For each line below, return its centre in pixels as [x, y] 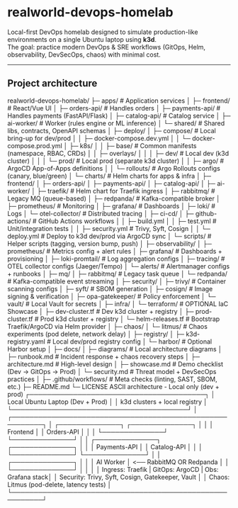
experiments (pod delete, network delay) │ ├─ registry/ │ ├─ [96, 334]
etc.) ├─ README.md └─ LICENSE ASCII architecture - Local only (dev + [113, 386]
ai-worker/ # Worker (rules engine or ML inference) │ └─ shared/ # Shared [116, 123]
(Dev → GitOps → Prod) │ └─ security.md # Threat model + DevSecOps [112, 371]
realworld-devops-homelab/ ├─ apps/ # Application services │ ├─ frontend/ [119, 101]
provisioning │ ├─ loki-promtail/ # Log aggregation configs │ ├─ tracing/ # [116, 259]
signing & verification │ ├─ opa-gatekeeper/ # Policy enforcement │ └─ [112, 296]
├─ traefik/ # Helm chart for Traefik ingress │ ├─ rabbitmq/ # [126, 191]
